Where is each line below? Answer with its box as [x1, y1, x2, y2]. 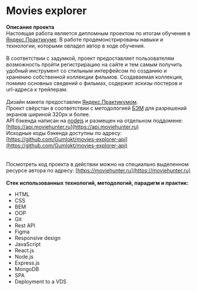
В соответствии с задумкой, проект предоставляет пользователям [6, 55, 175, 62]
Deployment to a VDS [14, 278, 67, 285]
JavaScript [14, 241, 41, 248]
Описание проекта [6, 23, 55, 31]
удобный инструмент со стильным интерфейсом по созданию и [6, 67, 167, 74]
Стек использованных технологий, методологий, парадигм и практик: [6, 179, 189, 186]
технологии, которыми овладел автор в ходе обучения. [6, 42, 145, 49]
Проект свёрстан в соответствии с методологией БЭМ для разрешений [6, 104, 187, 111]
